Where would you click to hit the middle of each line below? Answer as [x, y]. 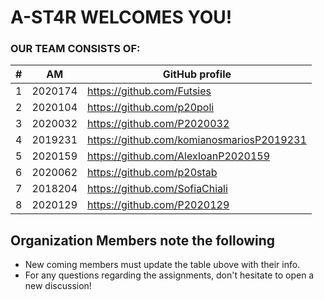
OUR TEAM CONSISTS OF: [75, 49]
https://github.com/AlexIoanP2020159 [179, 156]
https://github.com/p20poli [151, 108]
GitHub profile [197, 74]
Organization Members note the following [143, 240]
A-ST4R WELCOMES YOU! [121, 17]
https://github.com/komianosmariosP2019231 [197, 140]
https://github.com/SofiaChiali [157, 189]
